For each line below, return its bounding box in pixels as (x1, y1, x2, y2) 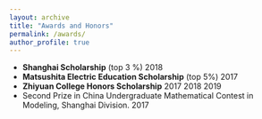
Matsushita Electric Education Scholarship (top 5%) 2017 (21, 72, 239, 83)
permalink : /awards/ (9, 29, 87, 38)
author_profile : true (9, 37, 90, 47)
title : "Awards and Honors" (9, 21, 114, 30)
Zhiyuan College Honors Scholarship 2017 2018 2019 (21, 81, 222, 91)
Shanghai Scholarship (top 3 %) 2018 (21, 62, 164, 73)
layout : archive (9, 12, 70, 22)
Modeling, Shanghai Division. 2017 (21, 99, 149, 111)
